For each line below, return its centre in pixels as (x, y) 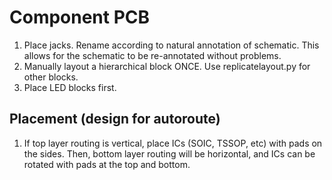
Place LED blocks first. (70, 87)
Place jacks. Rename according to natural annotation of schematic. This (171, 45)
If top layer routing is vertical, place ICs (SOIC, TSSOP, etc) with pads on (173, 143)
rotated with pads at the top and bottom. (107, 164)
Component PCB (80, 17)
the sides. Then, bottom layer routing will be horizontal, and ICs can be (169, 153)
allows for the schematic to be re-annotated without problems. (152, 55)
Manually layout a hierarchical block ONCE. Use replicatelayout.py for (167, 66)
